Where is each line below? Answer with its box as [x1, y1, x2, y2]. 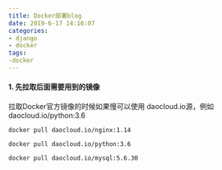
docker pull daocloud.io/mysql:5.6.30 [8, 154, 138, 163]
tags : [8, 49, 27, 57]
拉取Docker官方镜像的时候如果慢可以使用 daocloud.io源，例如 [8, 102, 215, 111]
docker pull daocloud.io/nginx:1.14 [8, 126, 131, 135]
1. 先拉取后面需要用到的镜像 [8, 82, 101, 92]
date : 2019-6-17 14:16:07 [8, 19, 95, 27]
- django [8, 34, 38, 42]
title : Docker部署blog [8, 11, 82, 20]
